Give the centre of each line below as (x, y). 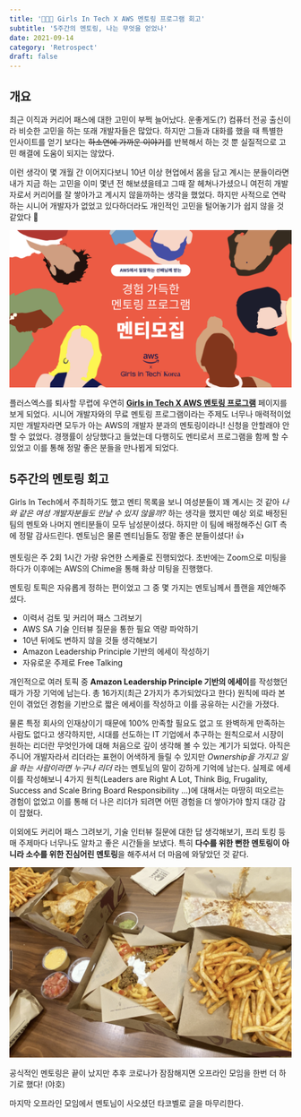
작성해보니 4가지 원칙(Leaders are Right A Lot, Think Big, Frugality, (146, 779)
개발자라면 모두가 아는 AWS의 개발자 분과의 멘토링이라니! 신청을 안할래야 (153, 425)
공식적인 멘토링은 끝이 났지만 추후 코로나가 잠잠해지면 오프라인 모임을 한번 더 (143, 1073)
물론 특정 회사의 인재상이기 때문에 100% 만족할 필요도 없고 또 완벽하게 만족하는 (147, 723)
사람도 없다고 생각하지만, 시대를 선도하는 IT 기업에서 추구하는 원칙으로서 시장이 (147, 735)
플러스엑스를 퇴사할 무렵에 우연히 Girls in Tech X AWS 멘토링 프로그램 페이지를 (148, 403)
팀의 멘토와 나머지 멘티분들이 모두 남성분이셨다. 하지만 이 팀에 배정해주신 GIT (143, 525)
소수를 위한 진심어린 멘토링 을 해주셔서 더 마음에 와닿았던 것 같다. (137, 855)
